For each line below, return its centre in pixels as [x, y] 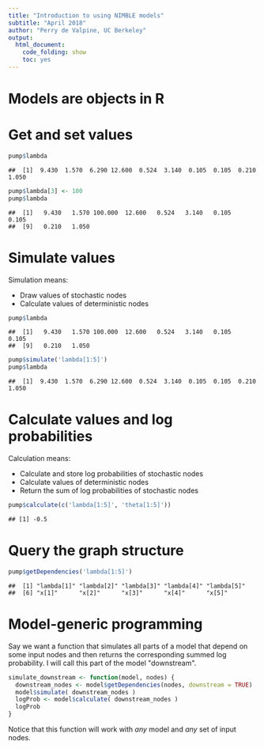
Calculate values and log [91, 420]
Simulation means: [38, 280]
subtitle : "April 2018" [47, 23]
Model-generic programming [106, 624]
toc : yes [37, 60]
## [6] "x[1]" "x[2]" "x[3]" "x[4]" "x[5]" [118, 593]
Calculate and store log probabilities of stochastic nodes [111, 474]
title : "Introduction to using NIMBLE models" [86, 15]
